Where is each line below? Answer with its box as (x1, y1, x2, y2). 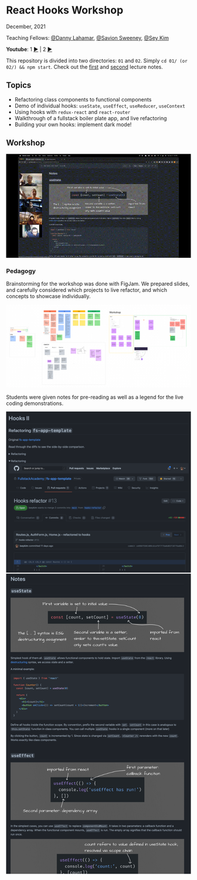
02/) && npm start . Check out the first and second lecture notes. (6, 63, 163, 70)
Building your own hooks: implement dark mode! (14, 121, 132, 128)
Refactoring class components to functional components (14, 96, 152, 103)
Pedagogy (6, 267, 36, 275)
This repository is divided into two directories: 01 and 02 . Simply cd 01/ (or (6, 57, 188, 64)
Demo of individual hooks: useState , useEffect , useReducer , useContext (14, 102, 186, 109)
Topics (6, 80, 32, 90)
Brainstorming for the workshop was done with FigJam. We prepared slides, (6, 280, 190, 288)
